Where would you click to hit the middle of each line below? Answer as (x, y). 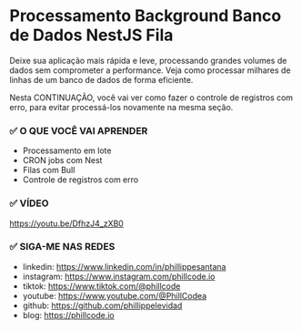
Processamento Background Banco (146, 16)
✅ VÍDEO (29, 203)
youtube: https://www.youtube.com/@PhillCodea (115, 295)
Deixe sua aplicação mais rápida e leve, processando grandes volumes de (148, 60)
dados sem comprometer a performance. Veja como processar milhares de (150, 70)
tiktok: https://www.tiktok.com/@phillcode (101, 286)
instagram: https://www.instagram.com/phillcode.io (119, 276)
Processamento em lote (67, 150)
